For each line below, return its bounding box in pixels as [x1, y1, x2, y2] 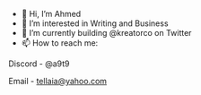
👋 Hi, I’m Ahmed [21, 9, 82, 19]
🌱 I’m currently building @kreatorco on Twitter [21, 28, 192, 38]
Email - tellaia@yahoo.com [8, 76, 108, 86]
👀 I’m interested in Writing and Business [21, 18, 169, 29]
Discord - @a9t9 [8, 58, 70, 69]
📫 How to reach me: [21, 38, 99, 48]
